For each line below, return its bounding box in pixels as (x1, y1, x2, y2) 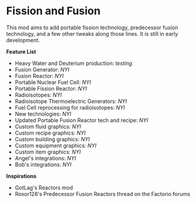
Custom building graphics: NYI (14, 135, 91, 142)
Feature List (6, 48, 36, 55)
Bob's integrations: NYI (14, 161, 72, 168)
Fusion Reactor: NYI (14, 72, 64, 79)
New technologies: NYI (14, 110, 71, 117)
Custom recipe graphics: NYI (14, 129, 86, 136)
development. (6, 36, 40, 43)
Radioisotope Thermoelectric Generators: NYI (14, 97, 127, 105)
